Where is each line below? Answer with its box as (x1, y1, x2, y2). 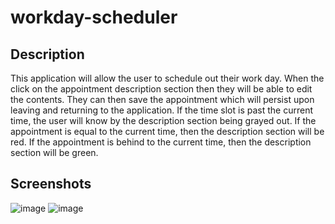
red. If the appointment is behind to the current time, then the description (10, 136, 312, 148)
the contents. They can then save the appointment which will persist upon (10, 94, 315, 105)
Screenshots (10, 176, 92, 193)
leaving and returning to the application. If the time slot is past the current (10, 104, 314, 116)
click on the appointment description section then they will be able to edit (10, 83, 313, 95)
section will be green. (10, 147, 99, 158)
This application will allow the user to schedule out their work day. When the (10, 72, 325, 84)
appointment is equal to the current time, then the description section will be (10, 126, 325, 137)
